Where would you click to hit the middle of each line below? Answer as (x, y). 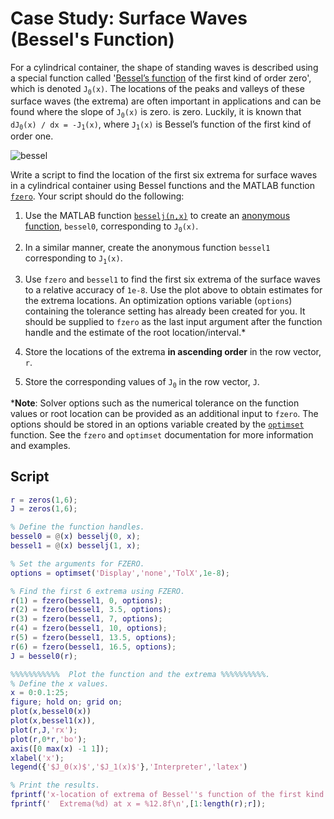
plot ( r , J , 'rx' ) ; (44, 730)
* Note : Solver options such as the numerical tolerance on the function (155, 403)
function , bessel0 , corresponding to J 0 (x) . (111, 227)
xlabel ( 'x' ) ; (37, 758)
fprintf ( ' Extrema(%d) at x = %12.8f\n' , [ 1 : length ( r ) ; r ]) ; (138, 804)
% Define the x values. (60, 683)
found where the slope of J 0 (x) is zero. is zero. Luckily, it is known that (156, 112)
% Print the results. (55, 785)
